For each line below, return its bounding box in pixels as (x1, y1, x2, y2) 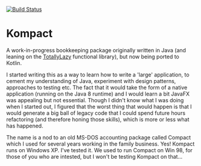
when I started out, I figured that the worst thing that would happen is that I (6, 103, 192, 110)
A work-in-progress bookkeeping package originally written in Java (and (6, 46, 187, 54)
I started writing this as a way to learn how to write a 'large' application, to (6, 71, 190, 78)
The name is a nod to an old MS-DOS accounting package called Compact (6, 134, 191, 141)
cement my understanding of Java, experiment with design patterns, (6, 77, 176, 84)
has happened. (6, 122, 43, 129)
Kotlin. (6, 59, 22, 66)
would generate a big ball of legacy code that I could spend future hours (6, 109, 185, 117)
